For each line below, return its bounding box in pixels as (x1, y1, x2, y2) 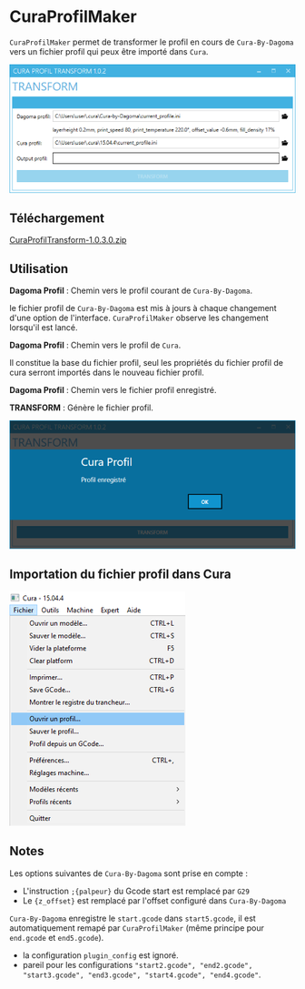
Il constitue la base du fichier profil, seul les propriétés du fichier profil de (9, 358, 284, 368)
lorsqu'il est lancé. (9, 322, 78, 333)
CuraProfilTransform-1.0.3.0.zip (9, 235, 127, 246)
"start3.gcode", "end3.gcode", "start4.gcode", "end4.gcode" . (22, 969, 261, 980)
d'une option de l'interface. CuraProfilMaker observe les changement (9, 312, 270, 324)
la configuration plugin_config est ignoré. (22, 949, 179, 961)
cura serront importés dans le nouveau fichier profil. (9, 367, 204, 378)
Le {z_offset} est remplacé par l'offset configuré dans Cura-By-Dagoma (22, 894, 287, 906)
